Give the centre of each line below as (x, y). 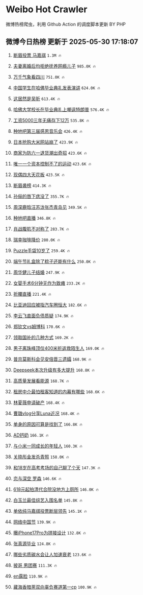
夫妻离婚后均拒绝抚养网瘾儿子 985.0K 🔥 (54, 66)
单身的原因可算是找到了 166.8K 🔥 (48, 424)
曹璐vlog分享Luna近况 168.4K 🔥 (46, 413)
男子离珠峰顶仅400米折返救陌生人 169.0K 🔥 (59, 348)
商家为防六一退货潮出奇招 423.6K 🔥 (50, 153)
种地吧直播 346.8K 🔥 (34, 218)
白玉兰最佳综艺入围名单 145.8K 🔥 (48, 500)
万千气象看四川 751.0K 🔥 (39, 77)
